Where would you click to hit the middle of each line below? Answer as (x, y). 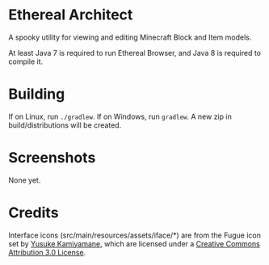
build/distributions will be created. (65, 125)
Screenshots (52, 158)
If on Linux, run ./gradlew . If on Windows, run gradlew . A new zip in (120, 116)
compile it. (26, 61)
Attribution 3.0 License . (47, 252)
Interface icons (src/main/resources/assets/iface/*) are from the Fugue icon (134, 235)
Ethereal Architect (71, 15)
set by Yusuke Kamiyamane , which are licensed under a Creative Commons (134, 243)
